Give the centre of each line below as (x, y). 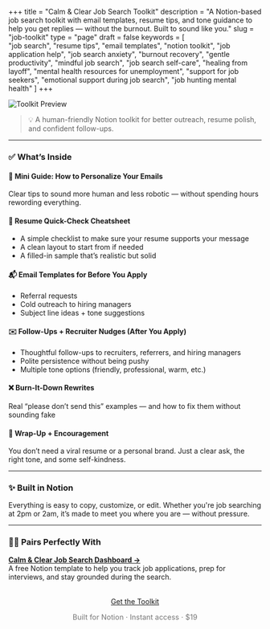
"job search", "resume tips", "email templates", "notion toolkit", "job (119, 46)
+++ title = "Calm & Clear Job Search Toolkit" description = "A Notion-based (135, 12)
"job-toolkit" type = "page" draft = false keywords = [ (96, 37)
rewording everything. (45, 202)
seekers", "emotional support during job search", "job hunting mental (123, 80)
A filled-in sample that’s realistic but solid (88, 255)
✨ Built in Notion (41, 488)
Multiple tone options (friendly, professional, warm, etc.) (113, 370)
